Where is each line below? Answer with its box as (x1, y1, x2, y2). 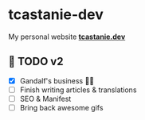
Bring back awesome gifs (19, 103, 104, 112)
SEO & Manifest (19, 94, 72, 103)
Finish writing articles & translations (19, 85, 137, 95)
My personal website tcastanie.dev (8, 32, 126, 41)
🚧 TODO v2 (8, 55, 64, 68)
